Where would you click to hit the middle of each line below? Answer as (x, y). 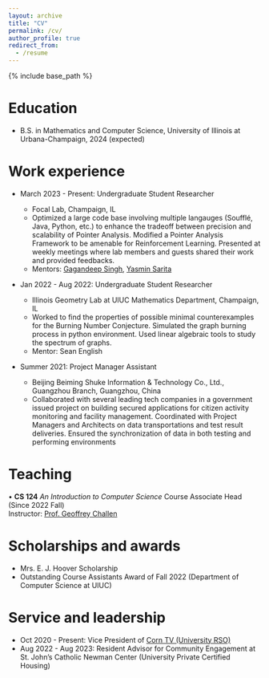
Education (43, 108)
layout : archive (35, 16)
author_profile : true (44, 38)
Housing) (35, 665)
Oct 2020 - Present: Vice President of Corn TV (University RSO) (125, 639)
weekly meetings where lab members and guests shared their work (143, 252)
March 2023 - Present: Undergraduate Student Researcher (117, 193)
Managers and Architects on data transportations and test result (137, 424)
